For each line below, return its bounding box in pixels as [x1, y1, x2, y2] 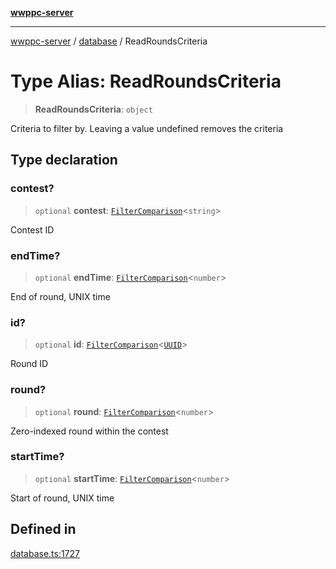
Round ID [10, 358, 49, 370]
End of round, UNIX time [10, 290, 111, 302]
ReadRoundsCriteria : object [34, 103, 153, 115]
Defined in [10, 521, 77, 538]
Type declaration [10, 152, 118, 169]
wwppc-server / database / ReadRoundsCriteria [10, 35, 208, 47]
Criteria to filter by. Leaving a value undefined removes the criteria [10, 122, 284, 134]
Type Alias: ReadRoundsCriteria [10, 70, 282, 93]
